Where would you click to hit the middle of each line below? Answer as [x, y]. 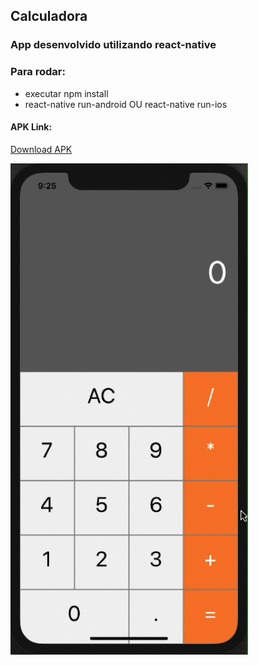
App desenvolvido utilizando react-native [113, 45]
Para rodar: [38, 72]
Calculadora [49, 16]
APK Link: [31, 127]
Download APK [41, 149]
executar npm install [66, 93]
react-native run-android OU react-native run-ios [126, 104]
